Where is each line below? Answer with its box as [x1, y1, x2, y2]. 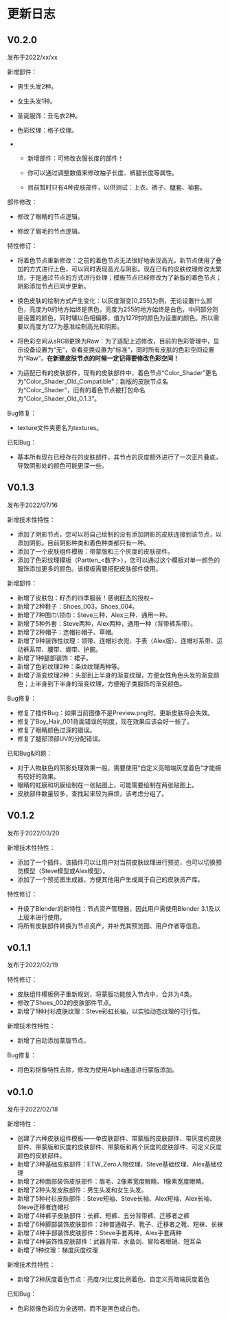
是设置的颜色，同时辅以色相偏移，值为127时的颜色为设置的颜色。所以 [16, 314, 214, 322]
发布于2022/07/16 [7, 501, 58, 509]
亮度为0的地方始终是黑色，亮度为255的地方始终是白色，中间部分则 [29, 305, 218, 313]
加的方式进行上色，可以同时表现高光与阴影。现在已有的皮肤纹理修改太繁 [16, 265, 222, 273]
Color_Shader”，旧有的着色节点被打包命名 [25, 386, 146, 394]
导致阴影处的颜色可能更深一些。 [16, 462, 108, 469]
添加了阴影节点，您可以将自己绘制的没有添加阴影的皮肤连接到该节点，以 [16, 530, 222, 538]
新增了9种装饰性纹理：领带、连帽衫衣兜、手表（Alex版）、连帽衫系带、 [16, 636, 218, 644]
